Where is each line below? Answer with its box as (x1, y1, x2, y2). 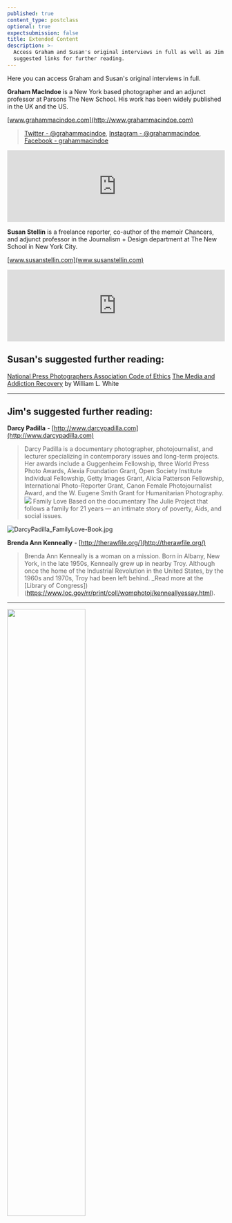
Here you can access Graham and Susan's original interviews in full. (7, 74, 201, 82)
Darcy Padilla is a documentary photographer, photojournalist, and (23, 445, 213, 453)
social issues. (23, 512, 64, 520)
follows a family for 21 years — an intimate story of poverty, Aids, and (23, 504, 222, 513)
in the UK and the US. (7, 102, 69, 111)
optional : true (7, 23, 51, 30)
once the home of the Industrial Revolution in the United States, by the (23, 567, 224, 575)
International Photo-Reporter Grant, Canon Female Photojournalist (23, 481, 212, 490)
